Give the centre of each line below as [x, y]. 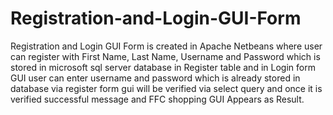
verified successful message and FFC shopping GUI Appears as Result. [157, 99]
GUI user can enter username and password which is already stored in [155, 78]
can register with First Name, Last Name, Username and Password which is [165, 56]
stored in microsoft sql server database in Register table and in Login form [163, 67]
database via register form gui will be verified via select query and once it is [166, 88]
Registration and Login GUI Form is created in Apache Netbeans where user [166, 46]
